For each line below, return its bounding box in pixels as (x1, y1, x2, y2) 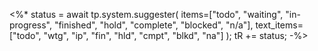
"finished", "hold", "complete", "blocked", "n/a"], (53, 19, 254, 31)
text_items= (255, 19, 304, 31)
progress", (9, 19, 52, 31)
